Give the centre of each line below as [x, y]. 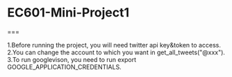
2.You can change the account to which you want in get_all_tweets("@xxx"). [116, 52]
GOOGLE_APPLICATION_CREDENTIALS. [64, 67]
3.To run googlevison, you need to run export [72, 59]
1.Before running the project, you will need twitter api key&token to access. [114, 45]
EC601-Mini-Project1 [68, 13]
